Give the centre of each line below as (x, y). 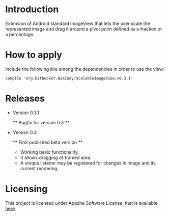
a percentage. (20, 34)
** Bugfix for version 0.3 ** (41, 122)
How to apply (34, 55)
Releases (25, 99)
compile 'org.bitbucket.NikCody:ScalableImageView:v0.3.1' (69, 78)
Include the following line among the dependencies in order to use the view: (85, 69)
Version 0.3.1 (26, 113)
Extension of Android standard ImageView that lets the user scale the (78, 23)
